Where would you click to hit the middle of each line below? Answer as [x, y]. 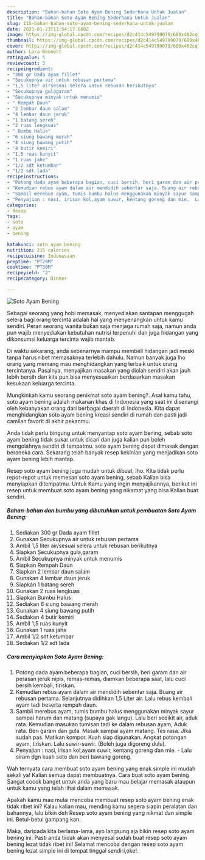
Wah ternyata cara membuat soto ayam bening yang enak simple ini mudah [101, 768]
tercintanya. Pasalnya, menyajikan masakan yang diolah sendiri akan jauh [99, 370]
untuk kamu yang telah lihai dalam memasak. [63, 788]
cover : [15, 46]
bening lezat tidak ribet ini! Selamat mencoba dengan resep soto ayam [95, 844]
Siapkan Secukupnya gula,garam [57, 552]
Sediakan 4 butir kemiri [45, 617]
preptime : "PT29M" [30, 261]
